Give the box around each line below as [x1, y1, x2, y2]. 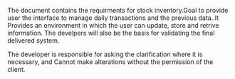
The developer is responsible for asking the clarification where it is [7, 50, 203, 58]
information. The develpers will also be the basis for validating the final [7, 28, 215, 37]
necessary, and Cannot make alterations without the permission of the [7, 58, 214, 66]
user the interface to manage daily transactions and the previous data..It [7, 14, 219, 22]
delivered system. [7, 36, 60, 45]
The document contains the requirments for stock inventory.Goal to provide [7, 6, 229, 14]
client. [7, 65, 26, 73]
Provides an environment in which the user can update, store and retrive [7, 21, 219, 29]
